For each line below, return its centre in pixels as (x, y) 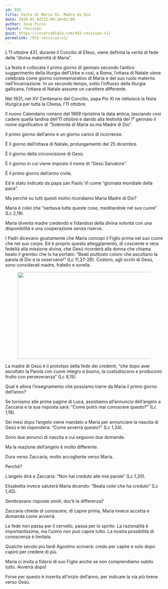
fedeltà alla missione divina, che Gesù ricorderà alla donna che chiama (78, 249)
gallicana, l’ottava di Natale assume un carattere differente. (66, 89)
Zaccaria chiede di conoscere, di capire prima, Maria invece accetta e (77, 511)
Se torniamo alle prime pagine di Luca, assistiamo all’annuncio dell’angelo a (83, 402)
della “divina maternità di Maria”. (39, 57)
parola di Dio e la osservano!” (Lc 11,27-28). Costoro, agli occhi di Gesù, (79, 259)
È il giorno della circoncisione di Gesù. (45, 154)
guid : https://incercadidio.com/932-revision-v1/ (58, 33)
